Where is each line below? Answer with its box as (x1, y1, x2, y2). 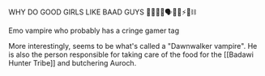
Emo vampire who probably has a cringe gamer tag (8, 26, 180, 35)
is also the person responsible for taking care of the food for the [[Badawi (8, 50, 254, 59)
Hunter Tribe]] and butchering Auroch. (8, 58, 137, 67)
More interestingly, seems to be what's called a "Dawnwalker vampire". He (8, 42, 258, 50)
